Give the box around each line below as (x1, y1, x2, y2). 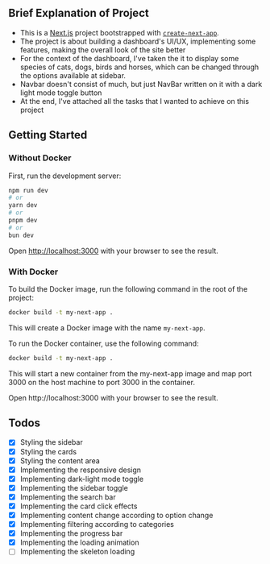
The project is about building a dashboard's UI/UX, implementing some (19, 36, 256, 46)
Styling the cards (19, 446, 77, 456)
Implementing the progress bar (19, 529, 123, 538)
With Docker (8, 266, 59, 277)
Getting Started (8, 128, 88, 142)
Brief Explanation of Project (8, 6, 149, 20)
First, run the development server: (8, 171, 122, 180)
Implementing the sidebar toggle (19, 483, 129, 492)
